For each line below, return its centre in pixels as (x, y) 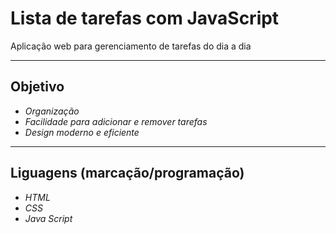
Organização (52, 111)
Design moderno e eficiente (82, 132)
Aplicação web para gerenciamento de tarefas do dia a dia (131, 46)
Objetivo (37, 87)
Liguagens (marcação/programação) (127, 173)
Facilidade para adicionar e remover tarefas (116, 121)
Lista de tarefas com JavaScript (145, 18)
